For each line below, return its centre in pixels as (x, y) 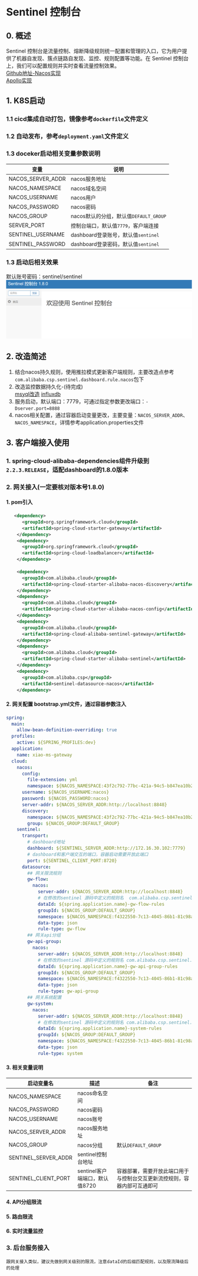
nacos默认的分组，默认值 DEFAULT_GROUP (118, 216)
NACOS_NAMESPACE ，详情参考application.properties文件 (79, 422)
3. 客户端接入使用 (38, 443)
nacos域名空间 (88, 188)
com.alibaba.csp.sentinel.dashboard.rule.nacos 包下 (79, 379)
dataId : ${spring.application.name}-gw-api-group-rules (108, 966)
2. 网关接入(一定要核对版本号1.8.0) (55, 487)
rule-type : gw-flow (61, 929)
